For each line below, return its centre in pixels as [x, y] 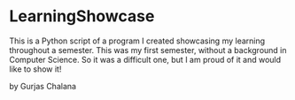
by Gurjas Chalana [43, 86]
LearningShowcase [82, 16]
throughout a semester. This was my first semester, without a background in [148, 50]
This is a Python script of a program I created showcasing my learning [137, 41]
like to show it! [35, 69]
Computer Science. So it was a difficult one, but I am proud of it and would [145, 59]
